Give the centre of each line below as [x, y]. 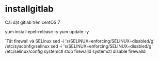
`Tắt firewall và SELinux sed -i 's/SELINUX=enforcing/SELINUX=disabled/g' [80, 41]
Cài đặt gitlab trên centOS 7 [33, 22]
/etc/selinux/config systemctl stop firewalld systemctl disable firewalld [75, 51]
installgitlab [29, 9]
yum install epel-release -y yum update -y [47, 31]
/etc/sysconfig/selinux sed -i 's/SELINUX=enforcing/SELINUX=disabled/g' [79, 46]
